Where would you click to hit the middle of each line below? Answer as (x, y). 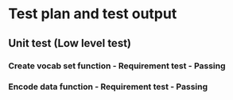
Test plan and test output (93, 14)
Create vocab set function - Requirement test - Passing (117, 66)
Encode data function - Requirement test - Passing (108, 87)
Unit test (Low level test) (70, 43)
